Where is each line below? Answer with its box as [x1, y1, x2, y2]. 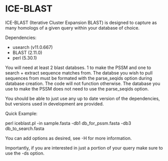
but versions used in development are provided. [5, 100, 104, 106]
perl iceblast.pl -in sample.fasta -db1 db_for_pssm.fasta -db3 [5, 120, 131, 126]
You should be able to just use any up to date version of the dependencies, [5, 95, 160, 101]
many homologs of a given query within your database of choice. [5, 24, 140, 30]
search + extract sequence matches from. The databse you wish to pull [5, 69, 153, 75]
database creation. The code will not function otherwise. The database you [5, 80, 160, 86]
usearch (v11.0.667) [12, 44, 53, 50]
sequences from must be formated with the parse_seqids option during [5, 75, 152, 81]
